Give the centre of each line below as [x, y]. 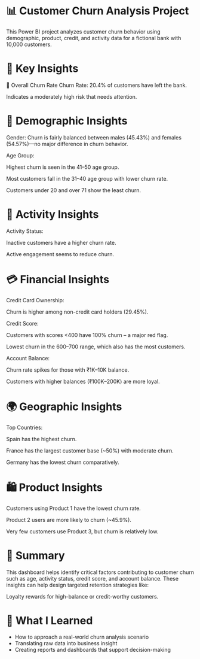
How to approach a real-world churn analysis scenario [82, 637]
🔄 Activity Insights [53, 214]
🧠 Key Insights [42, 69]
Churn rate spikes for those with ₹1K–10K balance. [68, 370]
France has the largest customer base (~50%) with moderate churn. [90, 450]
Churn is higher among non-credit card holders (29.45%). [77, 312]
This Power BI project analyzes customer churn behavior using [83, 31]
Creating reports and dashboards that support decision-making [93, 650]
